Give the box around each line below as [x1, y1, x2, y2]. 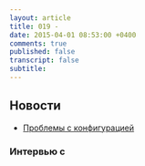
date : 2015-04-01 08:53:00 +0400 [9, 30, 137, 39]
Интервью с [9, 145, 66, 158]
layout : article [9, 13, 71, 23]
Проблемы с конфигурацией [22, 122, 135, 133]
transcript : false [9, 56, 79, 65]
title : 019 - [9, 22, 59, 31]
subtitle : [9, 65, 47, 74]
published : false [9, 47, 76, 57]
